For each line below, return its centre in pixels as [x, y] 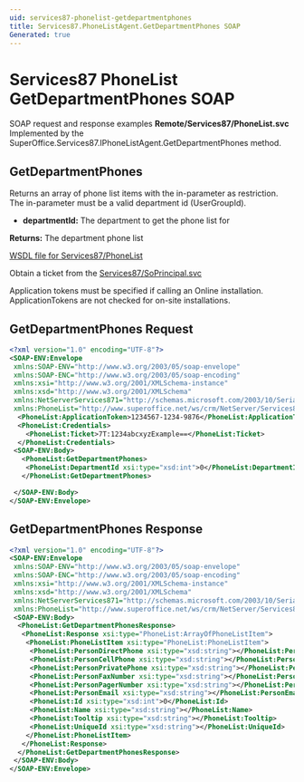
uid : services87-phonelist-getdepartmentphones [101, 18]
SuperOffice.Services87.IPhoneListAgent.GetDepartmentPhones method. [146, 143]
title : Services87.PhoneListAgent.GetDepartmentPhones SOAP [125, 26]
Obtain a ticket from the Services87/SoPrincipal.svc [105, 274]
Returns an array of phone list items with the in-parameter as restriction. [144, 193]
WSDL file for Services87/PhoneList [76, 256]
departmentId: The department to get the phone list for [126, 221]
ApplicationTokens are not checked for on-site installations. [120, 301]
